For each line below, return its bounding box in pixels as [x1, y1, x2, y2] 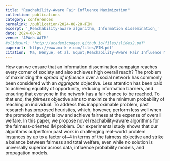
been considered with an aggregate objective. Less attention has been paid [5, 79, 163, 86]
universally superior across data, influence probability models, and [5, 144, 144, 150]
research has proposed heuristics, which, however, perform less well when [5, 107, 162, 113]
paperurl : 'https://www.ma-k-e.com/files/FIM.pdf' [5, 45, 114, 50]
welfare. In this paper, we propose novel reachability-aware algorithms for [5, 117, 159, 124]
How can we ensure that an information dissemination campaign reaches [5, 64, 158, 70]
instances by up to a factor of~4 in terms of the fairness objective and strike [5, 134, 164, 140]
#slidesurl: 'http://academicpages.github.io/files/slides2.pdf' [5, 41, 146, 46]
